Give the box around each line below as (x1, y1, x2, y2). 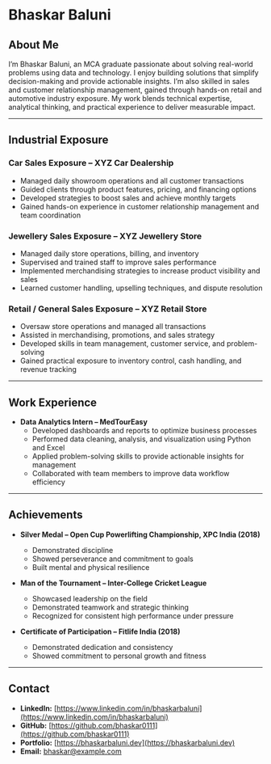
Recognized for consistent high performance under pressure (31, 610, 234, 620)
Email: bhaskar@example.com (19, 746, 123, 756)
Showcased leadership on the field (31, 593, 148, 603)
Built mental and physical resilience (31, 562, 150, 572)
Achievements (8, 508, 83, 522)
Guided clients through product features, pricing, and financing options (19, 184, 256, 194)
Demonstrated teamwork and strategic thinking (31, 602, 190, 612)
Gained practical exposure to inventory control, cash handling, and (19, 356, 242, 365)
